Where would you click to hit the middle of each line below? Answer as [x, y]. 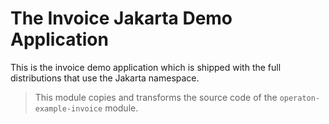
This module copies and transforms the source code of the [156, 97]
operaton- [300, 98]
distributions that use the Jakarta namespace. [105, 78]
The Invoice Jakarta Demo [121, 18]
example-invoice [68, 108]
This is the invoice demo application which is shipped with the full [146, 67]
